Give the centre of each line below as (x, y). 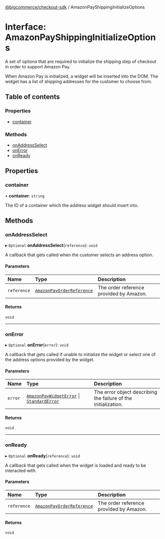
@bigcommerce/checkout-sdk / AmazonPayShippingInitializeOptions (75, 7)
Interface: (26, 27)
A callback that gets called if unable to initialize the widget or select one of (81, 354)
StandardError (43, 401)
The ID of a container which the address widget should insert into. (72, 205)
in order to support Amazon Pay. (38, 66)
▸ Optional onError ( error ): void (37, 345)
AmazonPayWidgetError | (53, 396)
